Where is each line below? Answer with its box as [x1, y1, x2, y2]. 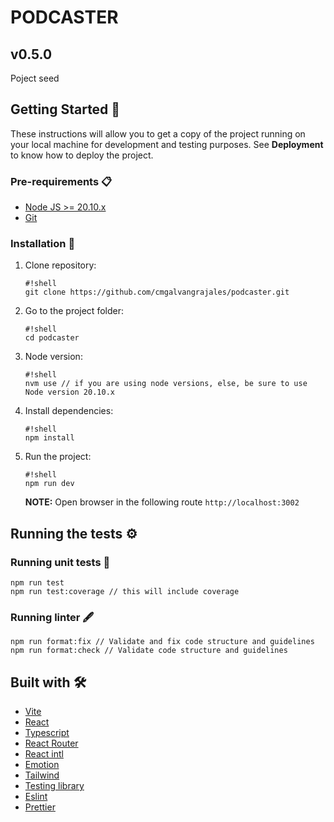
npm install [24, 433, 75, 443]
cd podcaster [24, 333, 80, 343]
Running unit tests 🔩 [10, 555, 111, 569]
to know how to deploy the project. [10, 149, 154, 161]
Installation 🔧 [10, 237, 76, 251]
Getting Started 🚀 [10, 101, 121, 118]
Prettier [24, 801, 56, 813]
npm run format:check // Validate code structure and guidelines [10, 646, 288, 656]
